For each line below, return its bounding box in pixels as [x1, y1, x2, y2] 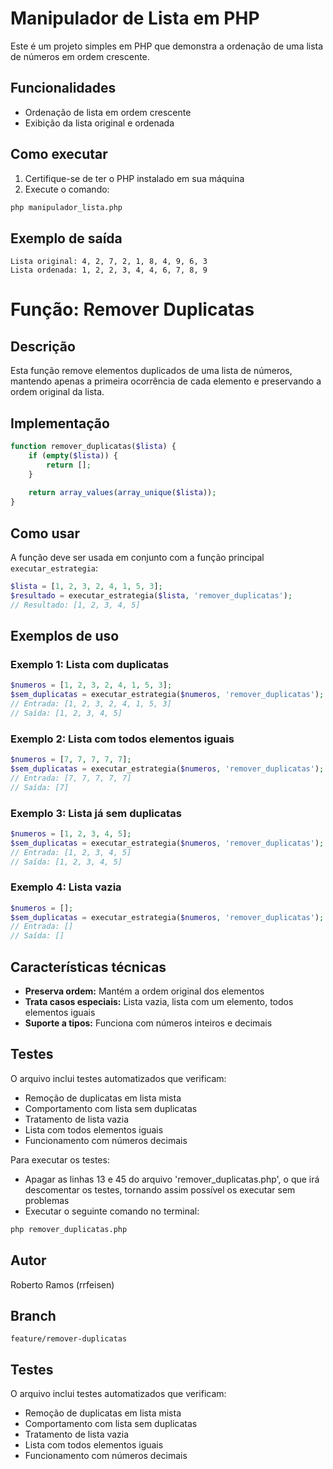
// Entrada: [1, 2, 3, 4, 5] [10, 847, 132, 857]
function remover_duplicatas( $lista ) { [10, 442, 177, 452]
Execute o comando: [24, 183, 110, 195]
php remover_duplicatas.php [10, 1224, 128, 1234]
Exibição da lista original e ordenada [24, 117, 175, 129]
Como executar [10, 146, 108, 163]
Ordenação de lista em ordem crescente [24, 106, 192, 118]
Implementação [10, 415, 110, 432]
